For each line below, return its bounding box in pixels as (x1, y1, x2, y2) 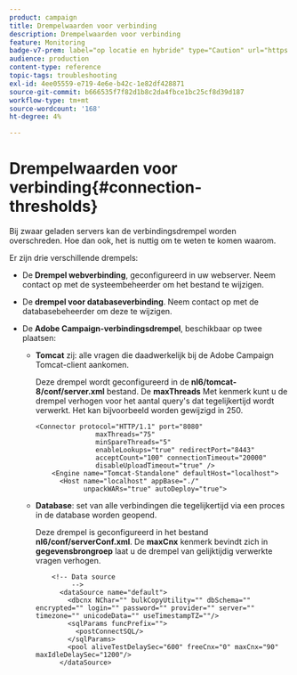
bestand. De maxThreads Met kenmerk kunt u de (106, 386, 288, 397)
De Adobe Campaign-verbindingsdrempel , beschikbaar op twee (21, 323, 262, 334)
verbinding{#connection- (9, 177, 203, 198)
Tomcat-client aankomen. (35, 360, 130, 370)
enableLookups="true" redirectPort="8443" (94, 446, 255, 455)
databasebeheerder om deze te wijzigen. (21, 306, 173, 317)
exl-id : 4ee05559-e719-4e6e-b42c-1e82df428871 (9, 79, 185, 88)
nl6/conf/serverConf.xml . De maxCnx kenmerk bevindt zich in (35, 536, 269, 548)
